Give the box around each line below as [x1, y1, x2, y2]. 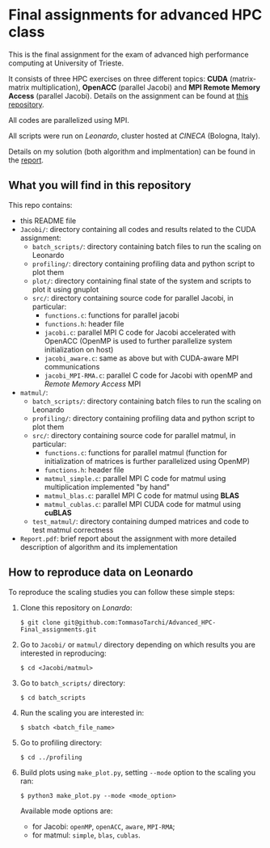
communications [44, 361, 100, 371]
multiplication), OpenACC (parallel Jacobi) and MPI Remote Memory [31, 82, 261, 92]
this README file [19, 216, 77, 226]
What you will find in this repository [8, 179, 192, 192]
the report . [8, 155, 44, 165]
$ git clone [19, 618, 61, 627]
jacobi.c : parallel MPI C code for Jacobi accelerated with [44, 327, 236, 337]
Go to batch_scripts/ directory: [19, 677, 125, 688]
